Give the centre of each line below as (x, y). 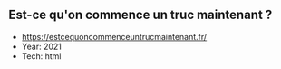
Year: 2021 (42, 46)
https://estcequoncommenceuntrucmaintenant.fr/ (114, 36)
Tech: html (41, 56)
